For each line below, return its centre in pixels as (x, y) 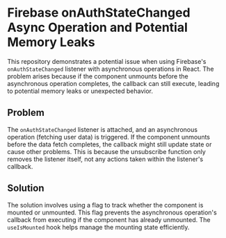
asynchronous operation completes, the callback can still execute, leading (113, 83)
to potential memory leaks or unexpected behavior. (80, 91)
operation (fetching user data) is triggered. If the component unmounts (109, 137)
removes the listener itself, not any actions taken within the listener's (105, 159)
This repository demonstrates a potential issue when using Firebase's (107, 61)
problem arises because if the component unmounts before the (98, 76)
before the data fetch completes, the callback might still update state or (110, 144)
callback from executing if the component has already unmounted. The (109, 219)
